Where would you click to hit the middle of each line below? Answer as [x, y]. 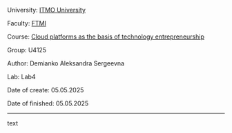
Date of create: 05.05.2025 [46, 90]
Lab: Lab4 [21, 76]
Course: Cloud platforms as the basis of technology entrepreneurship [106, 37]
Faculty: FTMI [27, 23]
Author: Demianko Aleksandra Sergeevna [66, 63]
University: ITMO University [47, 10]
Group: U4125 [27, 50]
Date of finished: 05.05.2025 [48, 103]
